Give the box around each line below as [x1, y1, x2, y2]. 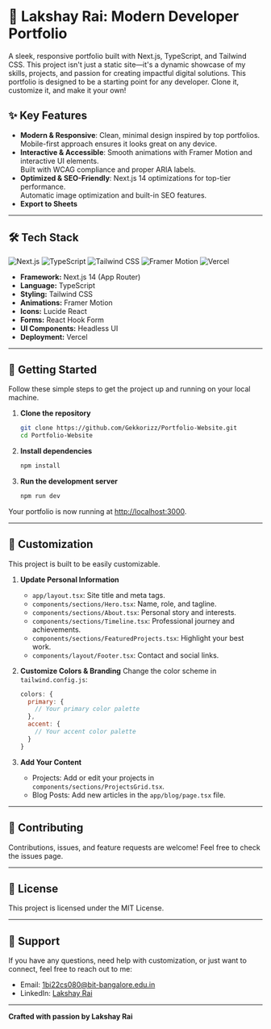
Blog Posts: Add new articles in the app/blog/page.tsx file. [31, 790, 226, 800]
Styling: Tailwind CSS [19, 289, 94, 299]
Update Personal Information [19, 575, 119, 584]
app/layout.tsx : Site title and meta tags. [31, 590, 165, 600]
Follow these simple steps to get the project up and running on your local [8, 384, 251, 394]
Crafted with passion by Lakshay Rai [8, 1012, 133, 1022]
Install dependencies [19, 446, 93, 456]
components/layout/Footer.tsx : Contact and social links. [31, 650, 219, 660]
